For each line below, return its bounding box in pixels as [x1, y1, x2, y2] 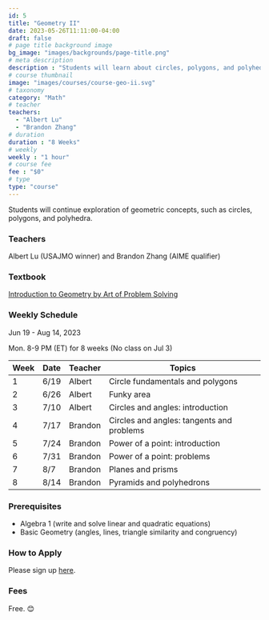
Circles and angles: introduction [108, 402, 228, 413]
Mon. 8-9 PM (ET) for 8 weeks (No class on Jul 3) [8, 343, 173, 353]
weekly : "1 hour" [8, 153, 70, 161]
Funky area [108, 389, 151, 400]
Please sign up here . [8, 566, 76, 575]
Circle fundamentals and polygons [108, 375, 239, 386]
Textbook [8, 271, 46, 282]
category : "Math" [8, 94, 66, 102]
